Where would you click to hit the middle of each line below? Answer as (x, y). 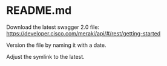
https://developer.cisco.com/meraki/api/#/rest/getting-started (83, 33)
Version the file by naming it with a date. (56, 45)
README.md (39, 10)
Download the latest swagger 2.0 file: (53, 27)
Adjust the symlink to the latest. (45, 56)
